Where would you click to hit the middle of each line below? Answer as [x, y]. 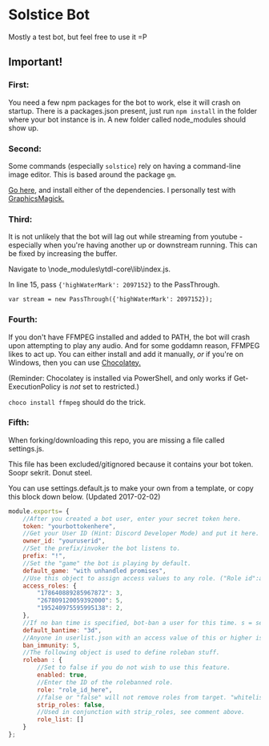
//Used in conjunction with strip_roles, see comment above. [141, 712]
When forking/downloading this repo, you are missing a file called [116, 440]
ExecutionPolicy [35, 387]
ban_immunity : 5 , [52, 645]
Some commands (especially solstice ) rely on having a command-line [125, 166]
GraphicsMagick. [36, 199]
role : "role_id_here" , [75, 690]
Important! [35, 62]
